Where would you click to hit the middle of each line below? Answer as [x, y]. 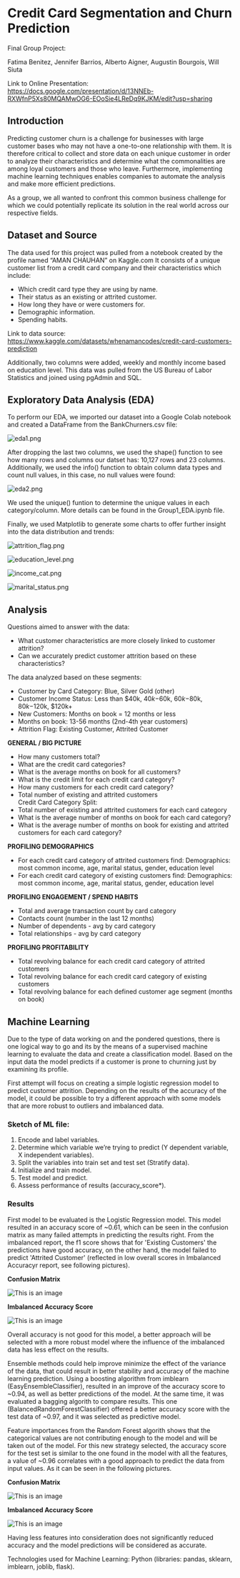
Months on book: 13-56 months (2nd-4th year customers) [103, 721]
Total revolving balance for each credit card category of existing [112, 977]
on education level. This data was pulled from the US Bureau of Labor [110, 370]
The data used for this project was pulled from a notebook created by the [115, 252]
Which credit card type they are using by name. [88, 289]
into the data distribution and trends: [61, 532]
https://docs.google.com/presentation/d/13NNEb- [81, 91]
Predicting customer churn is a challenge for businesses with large [106, 138]
